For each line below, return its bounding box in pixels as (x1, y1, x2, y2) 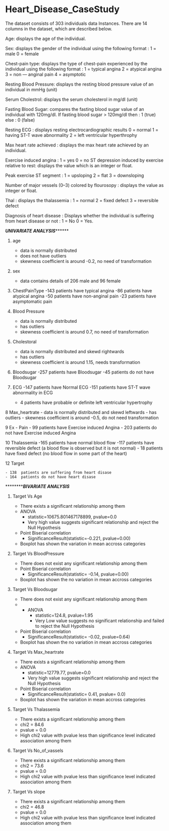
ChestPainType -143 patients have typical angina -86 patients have (12, 287, 152, 293)
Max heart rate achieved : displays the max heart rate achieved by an (5, 142, 149, 148)
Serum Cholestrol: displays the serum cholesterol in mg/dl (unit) (5, 96, 138, 102)
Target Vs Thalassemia (12, 706, 61, 712)
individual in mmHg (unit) (5, 86, 58, 92)
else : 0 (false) (5, 117, 35, 123)
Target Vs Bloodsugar (12, 586, 58, 592)
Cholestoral (12, 338, 37, 345)
